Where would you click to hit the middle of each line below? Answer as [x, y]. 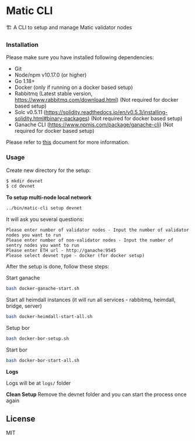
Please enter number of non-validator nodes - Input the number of [90, 240]
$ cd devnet [20, 186]
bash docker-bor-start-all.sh [43, 360]
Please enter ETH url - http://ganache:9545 [61, 251]
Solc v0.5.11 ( [30, 112]
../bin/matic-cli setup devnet [44, 208]
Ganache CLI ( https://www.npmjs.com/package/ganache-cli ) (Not [94, 125]
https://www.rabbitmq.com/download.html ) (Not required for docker [96, 100]
